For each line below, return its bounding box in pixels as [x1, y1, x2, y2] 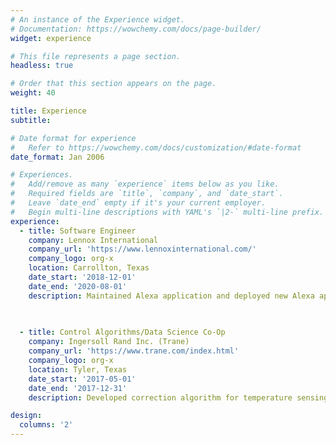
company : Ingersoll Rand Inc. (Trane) [28, 337, 190, 347]
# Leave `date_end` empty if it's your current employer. [10, 198, 267, 208]
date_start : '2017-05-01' [28, 374, 137, 384]
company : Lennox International [28, 235, 159, 245]
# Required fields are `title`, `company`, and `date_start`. [10, 189, 284, 199]
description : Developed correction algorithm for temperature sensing [28, 392, 329, 403]
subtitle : [10, 115, 52, 125]
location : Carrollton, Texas [28, 263, 150, 273]
